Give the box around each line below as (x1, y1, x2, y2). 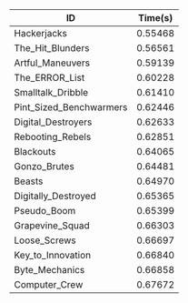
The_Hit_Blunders (14, 42, 90, 54)
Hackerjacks (14, 27, 68, 39)
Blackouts (14, 146, 56, 157)
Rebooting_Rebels (14, 131, 92, 143)
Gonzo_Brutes (14, 160, 74, 172)
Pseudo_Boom (14, 205, 76, 217)
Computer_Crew (14, 278, 84, 290)
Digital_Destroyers (14, 116, 93, 128)
